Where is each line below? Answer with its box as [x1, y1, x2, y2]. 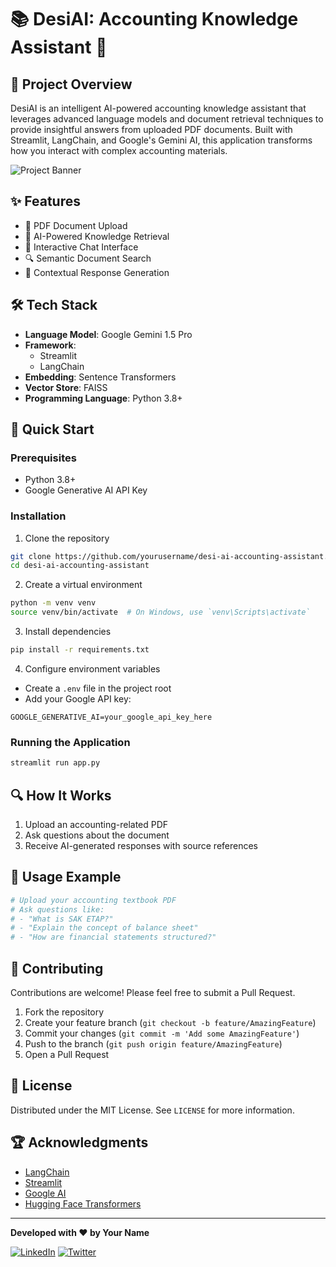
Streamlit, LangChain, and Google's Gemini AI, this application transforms [10, 134, 313, 146]
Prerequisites [10, 451, 77, 465]
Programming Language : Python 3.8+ [24, 392, 183, 404]
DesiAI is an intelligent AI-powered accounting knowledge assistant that [10, 102, 307, 114]
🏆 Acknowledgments [10, 1134, 149, 1151]
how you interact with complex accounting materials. [10, 145, 228, 156]
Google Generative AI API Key [24, 484, 148, 496]
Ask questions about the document [24, 829, 170, 841]
